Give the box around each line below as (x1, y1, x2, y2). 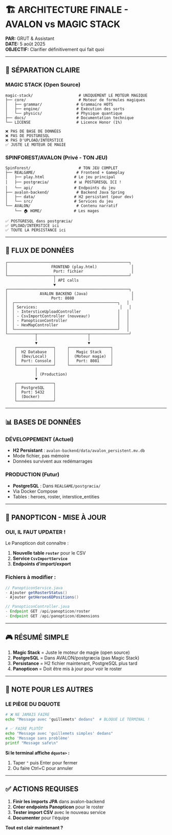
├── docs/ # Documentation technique (5, 115, 134, 120)
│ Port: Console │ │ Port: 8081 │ (14, 358, 114, 363)
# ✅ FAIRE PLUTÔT (5, 726, 44, 732)
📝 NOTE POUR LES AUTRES (5, 685, 94, 694)
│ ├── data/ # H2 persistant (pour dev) (5, 194, 134, 200)
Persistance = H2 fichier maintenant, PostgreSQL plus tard (12, 660, 137, 666)
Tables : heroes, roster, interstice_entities (12, 493, 100, 499)
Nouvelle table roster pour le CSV (12, 550, 86, 556)
